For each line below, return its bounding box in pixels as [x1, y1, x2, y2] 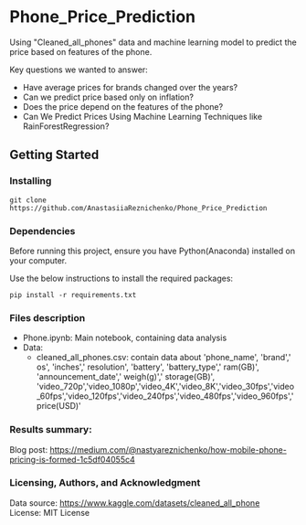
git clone [9, 195, 47, 205]
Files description [9, 311, 86, 324]
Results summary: [9, 423, 93, 436]
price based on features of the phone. [9, 46, 153, 57]
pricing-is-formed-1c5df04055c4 [9, 454, 135, 465]
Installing [9, 175, 52, 187]
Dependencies [9, 224, 76, 237]
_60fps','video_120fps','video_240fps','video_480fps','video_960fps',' [36, 391, 294, 402]
